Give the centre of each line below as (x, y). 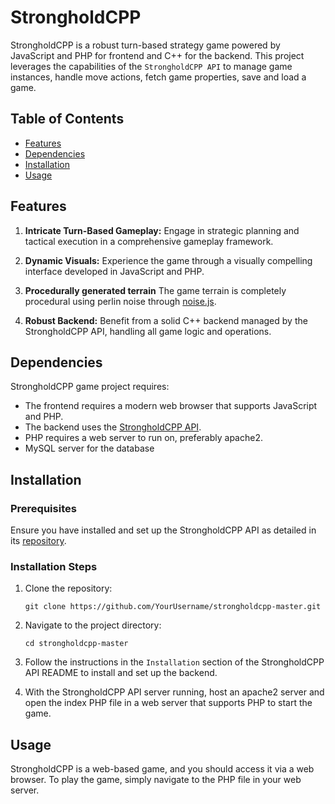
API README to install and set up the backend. (121, 673)
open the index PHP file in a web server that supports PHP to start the (168, 703)
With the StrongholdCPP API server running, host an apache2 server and (174, 692)
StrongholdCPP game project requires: (90, 387)
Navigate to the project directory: (93, 625)
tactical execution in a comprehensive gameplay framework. (149, 241)
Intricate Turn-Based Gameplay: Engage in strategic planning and (162, 230)
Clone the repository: (68, 588)
